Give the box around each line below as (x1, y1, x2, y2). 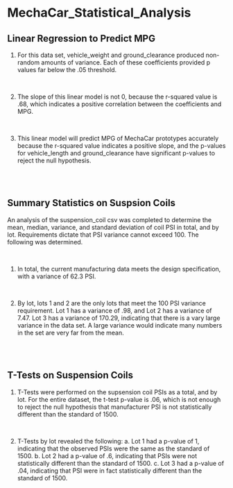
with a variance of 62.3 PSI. (17, 272, 96, 280)
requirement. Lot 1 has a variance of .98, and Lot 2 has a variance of (17, 306, 213, 314)
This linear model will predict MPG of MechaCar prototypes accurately (17, 134, 219, 142)
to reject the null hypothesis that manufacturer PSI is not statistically (17, 403, 212, 411)
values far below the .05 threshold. (17, 66, 117, 74)
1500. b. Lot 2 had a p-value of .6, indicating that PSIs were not (17, 451, 198, 460)
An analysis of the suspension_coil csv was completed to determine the (7, 215, 212, 224)
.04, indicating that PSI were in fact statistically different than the (17, 466, 202, 475)
